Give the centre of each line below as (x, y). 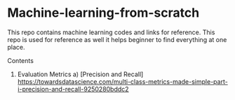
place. (16, 47)
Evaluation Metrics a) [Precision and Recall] (80, 74)
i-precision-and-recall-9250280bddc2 (73, 89)
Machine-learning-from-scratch (103, 13)
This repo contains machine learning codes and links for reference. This (111, 32)
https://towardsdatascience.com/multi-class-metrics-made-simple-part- (122, 81)
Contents (20, 60)
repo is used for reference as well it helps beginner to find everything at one (117, 39)
